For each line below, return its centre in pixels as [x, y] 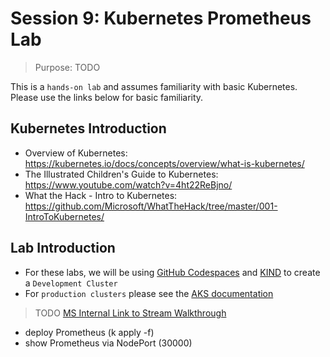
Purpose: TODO [67, 67]
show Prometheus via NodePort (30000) [108, 343]
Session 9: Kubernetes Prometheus [161, 18]
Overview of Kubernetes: [76, 153]
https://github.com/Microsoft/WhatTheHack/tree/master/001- [151, 206]
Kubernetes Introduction [88, 128]
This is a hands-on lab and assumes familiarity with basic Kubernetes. [154, 86]
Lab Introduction [63, 248]
